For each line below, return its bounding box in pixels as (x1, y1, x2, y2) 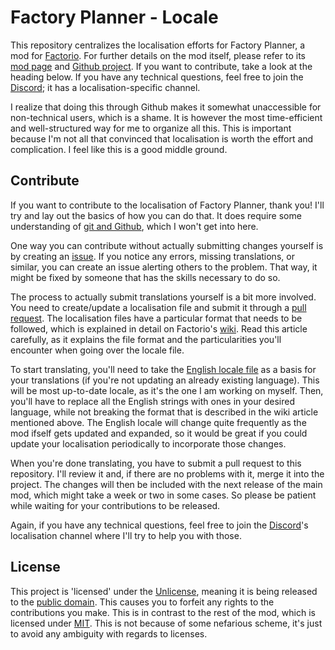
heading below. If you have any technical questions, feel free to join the (10, 71, 304, 83)
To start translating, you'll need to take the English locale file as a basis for (10, 363, 317, 375)
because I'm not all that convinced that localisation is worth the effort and (10, 132, 314, 145)
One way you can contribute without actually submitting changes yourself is (10, 239, 324, 251)
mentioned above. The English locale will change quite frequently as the (10, 416, 307, 428)
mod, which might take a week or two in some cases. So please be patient (10, 489, 317, 501)
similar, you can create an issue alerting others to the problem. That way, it (10, 261, 318, 273)
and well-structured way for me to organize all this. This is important (10, 122, 292, 134)
